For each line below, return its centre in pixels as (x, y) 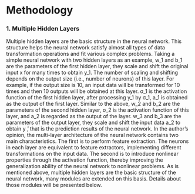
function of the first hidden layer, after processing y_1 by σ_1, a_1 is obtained (97, 98)
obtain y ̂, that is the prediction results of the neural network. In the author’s (97, 129)
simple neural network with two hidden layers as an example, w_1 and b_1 (94, 60)
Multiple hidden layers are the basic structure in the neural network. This (94, 41)
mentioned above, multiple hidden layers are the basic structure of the (91, 173)
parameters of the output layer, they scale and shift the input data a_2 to (93, 123)
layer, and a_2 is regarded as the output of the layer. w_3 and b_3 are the (94, 116)
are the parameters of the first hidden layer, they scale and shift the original (97, 66)
